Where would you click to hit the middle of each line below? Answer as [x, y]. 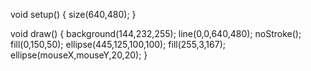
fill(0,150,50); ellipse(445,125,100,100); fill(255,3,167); [118, 44]
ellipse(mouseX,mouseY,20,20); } [79, 55]
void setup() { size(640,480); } [73, 14]
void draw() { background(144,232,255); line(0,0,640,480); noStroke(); [156, 33]
